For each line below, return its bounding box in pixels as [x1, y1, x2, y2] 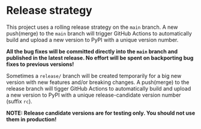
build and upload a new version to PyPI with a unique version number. [6, 36, 179, 43]
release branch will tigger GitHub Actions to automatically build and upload [6, 85, 191, 92]
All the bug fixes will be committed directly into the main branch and [6, 47, 178, 55]
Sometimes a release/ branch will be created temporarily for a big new [6, 72, 182, 79]
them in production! [6, 115, 57, 123]
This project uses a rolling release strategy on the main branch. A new [6, 23, 178, 31]
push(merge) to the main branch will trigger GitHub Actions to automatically [6, 29, 192, 37]
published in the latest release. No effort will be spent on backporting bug [6, 54, 194, 61]
